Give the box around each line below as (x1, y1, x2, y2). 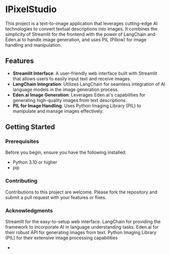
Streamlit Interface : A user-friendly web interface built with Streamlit (12, 70, 157, 76)
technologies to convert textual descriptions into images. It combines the (5, 25, 158, 31)
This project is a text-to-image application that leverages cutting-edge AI (5, 20, 158, 26)
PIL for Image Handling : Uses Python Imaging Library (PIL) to (12, 103, 141, 109)
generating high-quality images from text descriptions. (12, 97, 127, 103)
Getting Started (5, 123, 55, 132)
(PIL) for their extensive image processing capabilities (5, 235, 118, 241)
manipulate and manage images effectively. (12, 108, 104, 114)
